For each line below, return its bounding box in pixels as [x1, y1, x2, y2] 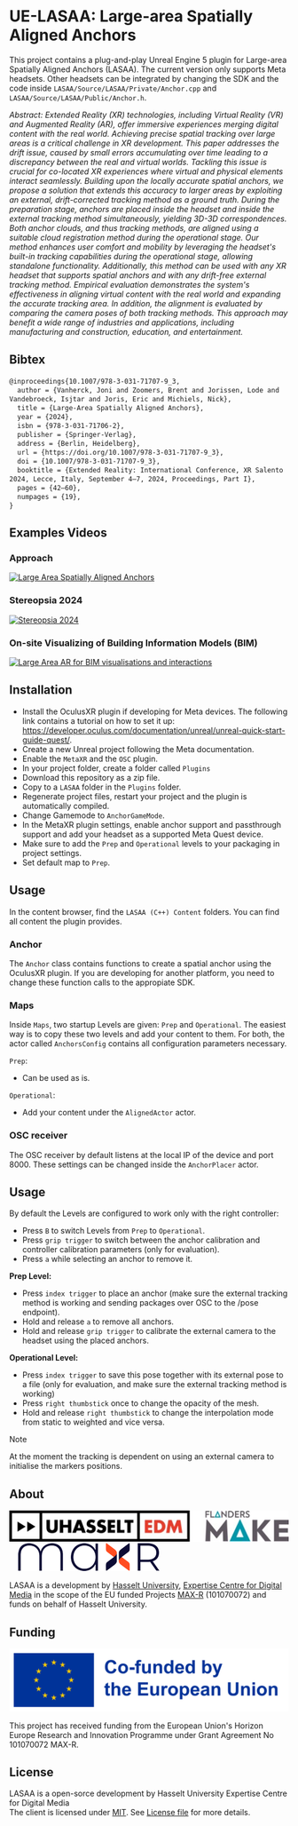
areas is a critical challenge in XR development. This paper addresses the [9, 138, 279, 148]
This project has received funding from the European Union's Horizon [9, 1720, 263, 1731]
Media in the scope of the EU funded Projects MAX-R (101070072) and [9, 1590, 267, 1600]
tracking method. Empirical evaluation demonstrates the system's [9, 279, 250, 290]
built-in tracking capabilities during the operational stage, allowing [9, 250, 254, 261]
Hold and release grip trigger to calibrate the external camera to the [21, 1326, 277, 1337]
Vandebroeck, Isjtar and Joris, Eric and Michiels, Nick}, [9, 394, 232, 403]
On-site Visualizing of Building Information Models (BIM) [9, 637, 258, 649]
